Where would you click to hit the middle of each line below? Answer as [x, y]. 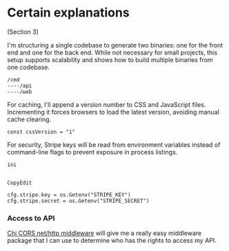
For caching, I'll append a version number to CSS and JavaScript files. [107, 104]
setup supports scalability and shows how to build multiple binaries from [110, 59]
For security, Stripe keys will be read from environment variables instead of [114, 144]
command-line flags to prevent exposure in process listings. [92, 152]
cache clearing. [29, 119]
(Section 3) [23, 32]
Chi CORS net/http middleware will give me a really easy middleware [104, 233]
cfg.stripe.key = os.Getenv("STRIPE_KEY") [69, 194]
